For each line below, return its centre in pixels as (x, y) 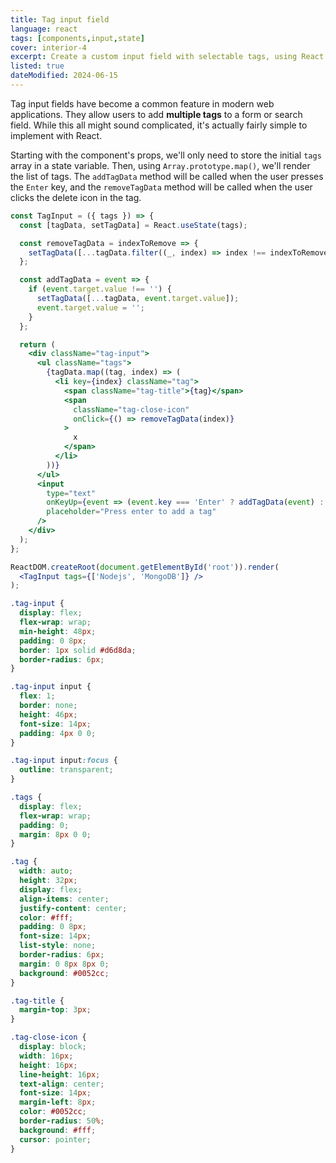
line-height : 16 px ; (60, 1074)
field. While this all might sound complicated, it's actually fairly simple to (159, 125)
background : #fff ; (58, 1130)
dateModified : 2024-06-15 (64, 76)
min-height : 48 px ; (58, 631)
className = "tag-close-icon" (131, 409)
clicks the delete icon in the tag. (76, 197)
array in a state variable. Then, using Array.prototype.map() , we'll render (160, 165)
